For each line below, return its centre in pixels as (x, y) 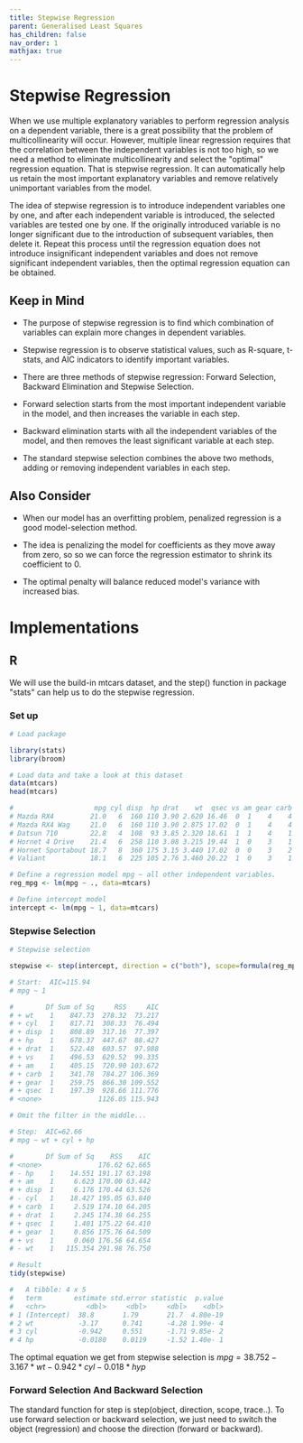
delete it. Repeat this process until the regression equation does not (135, 244)
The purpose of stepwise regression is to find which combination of (148, 322)
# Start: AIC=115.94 (50, 982)
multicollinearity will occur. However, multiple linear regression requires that (150, 140)
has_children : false (48, 34)
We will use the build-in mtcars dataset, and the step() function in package (148, 682)
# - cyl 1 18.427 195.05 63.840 (80, 1198)
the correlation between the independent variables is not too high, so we (144, 150)
